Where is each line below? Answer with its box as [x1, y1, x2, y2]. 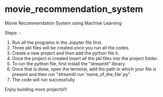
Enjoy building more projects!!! [4, 86, 67, 92]
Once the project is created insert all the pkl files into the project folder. [11, 55, 158, 61]
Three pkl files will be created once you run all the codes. [11, 44, 130, 50]
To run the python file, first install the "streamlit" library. [11, 60, 126, 66]
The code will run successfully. [11, 76, 76, 82]
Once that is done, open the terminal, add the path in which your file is [11, 66, 157, 72]
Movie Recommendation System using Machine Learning [4, 20, 122, 26]
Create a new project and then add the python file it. [11, 50, 119, 56]
